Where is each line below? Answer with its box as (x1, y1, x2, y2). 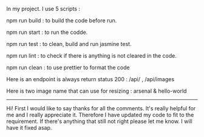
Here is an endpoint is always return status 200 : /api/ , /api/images (6, 76, 175, 82)
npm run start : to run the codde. (6, 28, 88, 36)
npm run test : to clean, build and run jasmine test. (6, 41, 132, 47)
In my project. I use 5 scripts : (6, 5, 81, 12)
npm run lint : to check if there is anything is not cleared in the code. (6, 52, 177, 59)
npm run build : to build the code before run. (6, 17, 117, 24)
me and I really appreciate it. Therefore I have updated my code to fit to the (6, 112, 194, 118)
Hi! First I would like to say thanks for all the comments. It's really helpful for (6, 105, 196, 112)
